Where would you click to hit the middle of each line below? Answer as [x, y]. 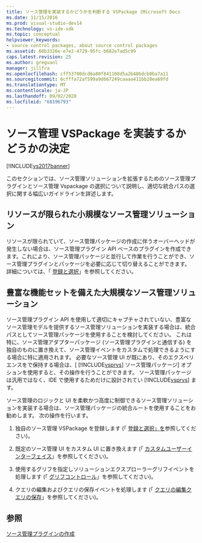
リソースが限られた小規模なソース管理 [77, 214]
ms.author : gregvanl [32, 62]
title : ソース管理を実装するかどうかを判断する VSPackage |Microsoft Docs [93, 12]
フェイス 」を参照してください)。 [71, 457]
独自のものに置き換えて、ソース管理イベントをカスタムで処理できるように [98, 350]
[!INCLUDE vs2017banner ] [38, 166]
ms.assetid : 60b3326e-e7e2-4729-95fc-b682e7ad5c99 [71, 51]
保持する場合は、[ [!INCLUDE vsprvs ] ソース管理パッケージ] [106, 365]
